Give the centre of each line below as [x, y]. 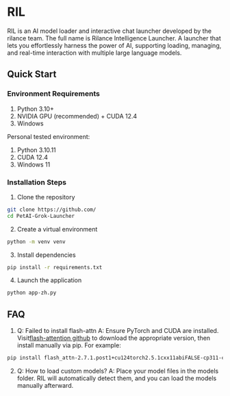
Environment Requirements [54, 94]
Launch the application [49, 280]
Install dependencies [47, 255]
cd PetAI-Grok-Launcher [41, 216]
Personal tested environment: [49, 136]
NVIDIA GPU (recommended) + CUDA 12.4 [77, 116]
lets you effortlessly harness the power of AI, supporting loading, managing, [114, 45]
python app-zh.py [32, 293]
